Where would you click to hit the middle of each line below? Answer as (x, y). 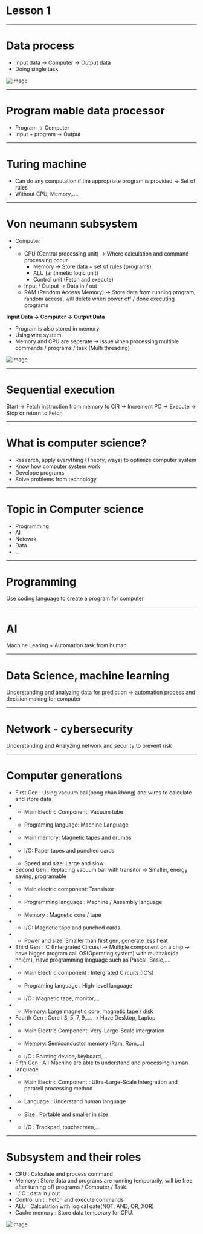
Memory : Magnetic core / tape (63, 915)
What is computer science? (76, 443)
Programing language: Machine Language (76, 825)
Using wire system (38, 335)
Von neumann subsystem (72, 224)
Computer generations (64, 776)
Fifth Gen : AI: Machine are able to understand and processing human (101, 1063)
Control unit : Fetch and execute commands (69, 1200)
